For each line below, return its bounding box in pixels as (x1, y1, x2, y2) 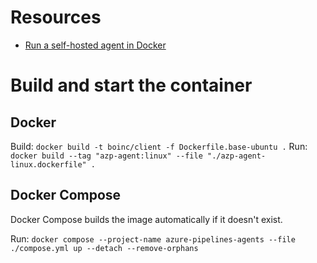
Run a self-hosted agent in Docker (24, 39, 167, 51)
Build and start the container (10, 74, 253, 97)
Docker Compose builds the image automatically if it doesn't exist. (10, 213, 283, 225)
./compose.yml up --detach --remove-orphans (10, 243, 199, 253)
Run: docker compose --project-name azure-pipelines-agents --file (10, 232, 296, 245)
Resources (10, 6, 102, 29)
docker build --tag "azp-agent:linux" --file (10, 151, 203, 161)
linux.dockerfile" (10, 159, 87, 170)
